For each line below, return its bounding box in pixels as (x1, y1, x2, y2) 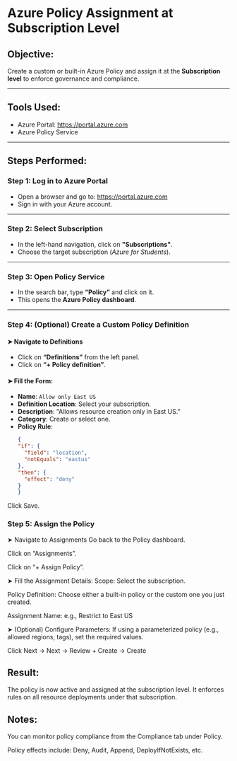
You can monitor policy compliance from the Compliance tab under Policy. (7, 732, 223, 740)
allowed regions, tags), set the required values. (7, 632, 144, 641)
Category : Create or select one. (17, 415, 111, 424)
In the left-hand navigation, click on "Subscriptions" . (17, 240, 173, 248)
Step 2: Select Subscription (7, 224, 104, 234)
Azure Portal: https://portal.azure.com (17, 120, 128, 129)
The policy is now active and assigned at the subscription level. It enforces (7, 685, 224, 694)
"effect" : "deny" (24, 475, 75, 482)
